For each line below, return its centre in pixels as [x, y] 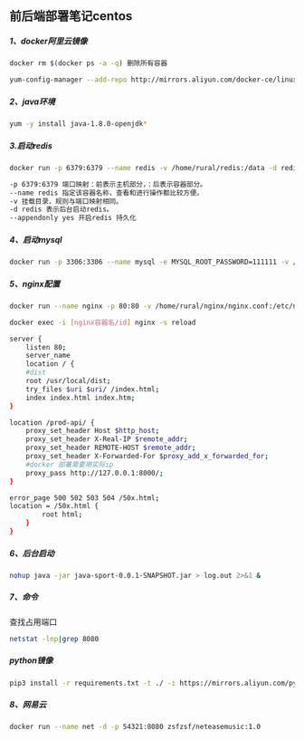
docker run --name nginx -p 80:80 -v [81, 306]
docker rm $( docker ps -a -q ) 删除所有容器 [89, 63]
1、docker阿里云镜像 [48, 41]
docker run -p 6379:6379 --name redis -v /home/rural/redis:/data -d [143, 168]
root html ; [62, 514]
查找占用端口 [33, 621]
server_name [48, 356]
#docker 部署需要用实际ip [70, 465]
